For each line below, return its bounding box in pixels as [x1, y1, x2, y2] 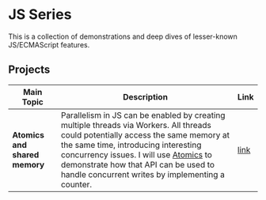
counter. [60, 179, 93, 190]
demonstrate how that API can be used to [60, 159, 215, 170]
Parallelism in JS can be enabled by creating [60, 109, 226, 120]
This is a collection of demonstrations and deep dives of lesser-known [8, 32, 237, 41]
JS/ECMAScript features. [8, 40, 90, 49]
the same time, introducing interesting [60, 139, 202, 150]
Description [122, 91, 169, 102]
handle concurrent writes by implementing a [60, 168, 226, 179]
